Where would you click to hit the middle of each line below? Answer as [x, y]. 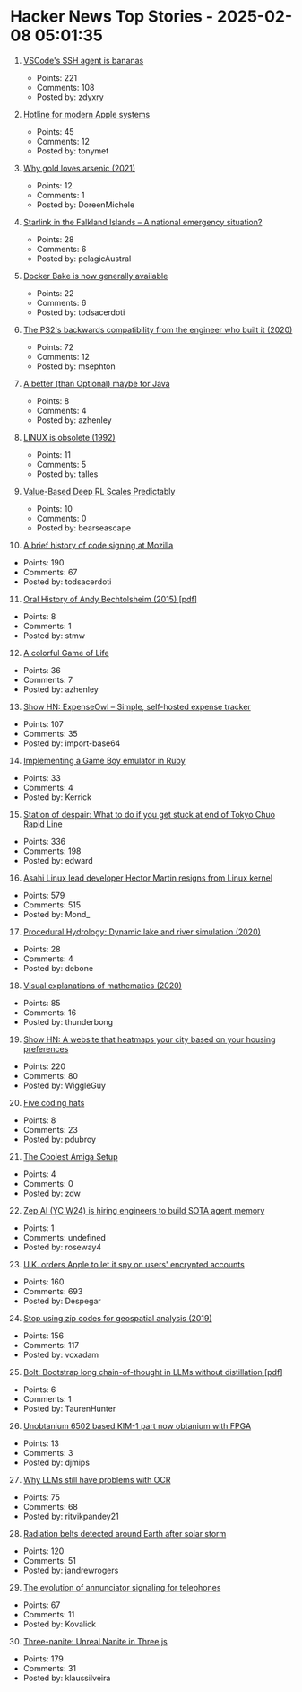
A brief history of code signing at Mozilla [98, 545]
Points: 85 [42, 1003]
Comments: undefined [65, 1237]
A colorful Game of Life [66, 653]
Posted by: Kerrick [57, 797]
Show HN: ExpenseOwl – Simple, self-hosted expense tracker [137, 706]
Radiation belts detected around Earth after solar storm [125, 1533]
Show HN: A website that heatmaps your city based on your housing [149, 1039]
